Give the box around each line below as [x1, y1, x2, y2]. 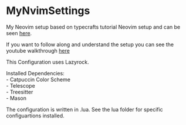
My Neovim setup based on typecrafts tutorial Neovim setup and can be [6, 23, 181, 30]
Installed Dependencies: [6, 70, 65, 77]
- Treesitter [6, 88, 33, 95]
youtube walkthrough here [6, 47, 70, 54]
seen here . [6, 29, 32, 36]
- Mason [6, 95, 26, 102]
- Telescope [6, 82, 35, 89]
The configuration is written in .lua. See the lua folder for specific [6, 106, 163, 113]
